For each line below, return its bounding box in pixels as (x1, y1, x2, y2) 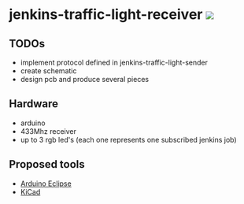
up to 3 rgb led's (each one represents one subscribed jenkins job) (20, 135, 237, 144)
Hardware (9, 97, 58, 111)
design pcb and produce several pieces (20, 75, 149, 83)
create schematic (20, 66, 77, 76)
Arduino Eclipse (20, 179, 72, 188)
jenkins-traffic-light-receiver (9, 6, 203, 24)
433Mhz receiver (20, 126, 77, 135)
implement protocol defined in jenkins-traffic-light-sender (20, 57, 208, 67)
